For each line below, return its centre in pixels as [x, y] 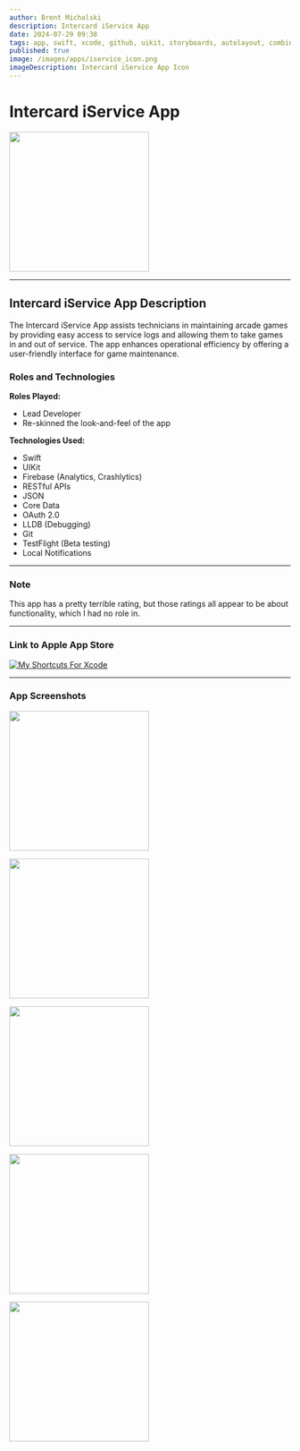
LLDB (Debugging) [56, 524]
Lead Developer [51, 414]
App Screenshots [48, 696]
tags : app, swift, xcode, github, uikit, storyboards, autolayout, [137, 43]
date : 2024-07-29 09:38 [54, 34]
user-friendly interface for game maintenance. [95, 354]
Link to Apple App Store [62, 645]
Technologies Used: [47, 440]
